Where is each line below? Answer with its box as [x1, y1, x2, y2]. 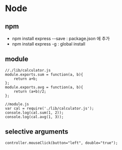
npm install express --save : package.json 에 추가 [12, 36, 110, 41]
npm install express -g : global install [12, 41, 86, 46]
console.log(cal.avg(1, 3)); [5, 114, 64, 119]
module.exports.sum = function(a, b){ [5, 72, 83, 77]
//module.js [5, 102, 29, 106]
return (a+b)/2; [14, 89, 47, 94]
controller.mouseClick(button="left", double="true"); [5, 140, 118, 145]
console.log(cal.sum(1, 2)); [5, 110, 64, 115]
